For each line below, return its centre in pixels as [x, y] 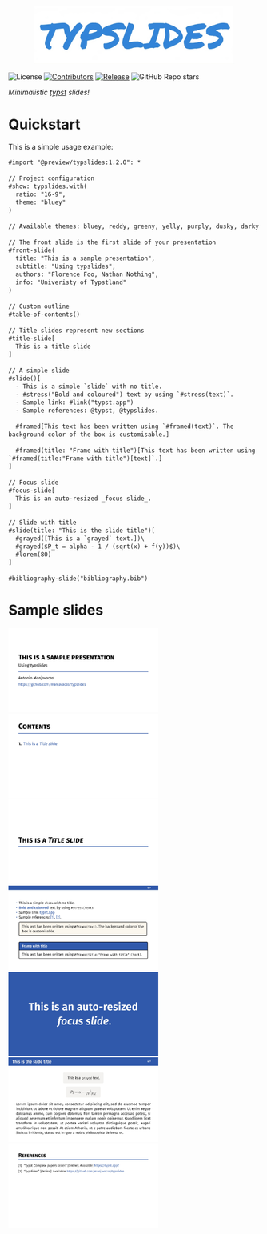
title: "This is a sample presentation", [86, 258]
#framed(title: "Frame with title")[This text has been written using [135, 451]
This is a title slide [53, 347]
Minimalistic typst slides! [49, 92]
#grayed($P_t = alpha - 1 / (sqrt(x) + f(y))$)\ [98, 547]
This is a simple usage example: [61, 146]
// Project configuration [51, 178]
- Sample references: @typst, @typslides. [87, 411]
